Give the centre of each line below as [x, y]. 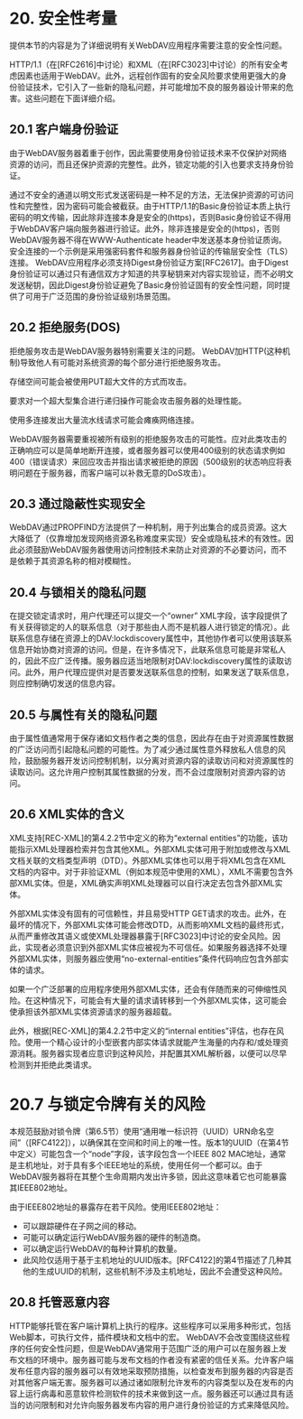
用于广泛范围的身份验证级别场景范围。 [104, 296]
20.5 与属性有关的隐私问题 [83, 714]
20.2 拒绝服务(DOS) [65, 327]
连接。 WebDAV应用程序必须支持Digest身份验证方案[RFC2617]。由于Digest [149, 262]
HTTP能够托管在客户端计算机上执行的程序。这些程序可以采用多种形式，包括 [150, 1326]
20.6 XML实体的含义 [67, 815]
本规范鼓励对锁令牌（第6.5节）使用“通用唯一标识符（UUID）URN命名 [138, 1131]
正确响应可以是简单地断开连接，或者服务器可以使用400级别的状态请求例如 [147, 450]
